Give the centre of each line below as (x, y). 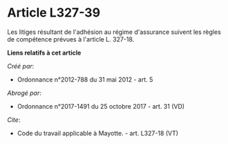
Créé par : (21, 66)
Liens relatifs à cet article (44, 53)
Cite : (14, 120)
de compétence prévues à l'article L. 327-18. (71, 39)
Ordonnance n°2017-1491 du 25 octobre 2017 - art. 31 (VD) (101, 106)
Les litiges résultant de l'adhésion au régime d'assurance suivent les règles (114, 32)
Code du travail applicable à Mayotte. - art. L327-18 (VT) (97, 133)
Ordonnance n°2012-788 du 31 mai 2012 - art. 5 (85, 79)
